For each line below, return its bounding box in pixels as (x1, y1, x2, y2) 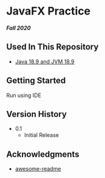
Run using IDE (6, 91, 41, 99)
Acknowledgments (6, 149, 80, 159)
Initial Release (24, 131, 59, 139)
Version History (6, 109, 67, 119)
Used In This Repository (6, 42, 99, 52)
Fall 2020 (6, 24, 32, 31)
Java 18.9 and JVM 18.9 (15, 58, 75, 65)
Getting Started (6, 76, 66, 86)
